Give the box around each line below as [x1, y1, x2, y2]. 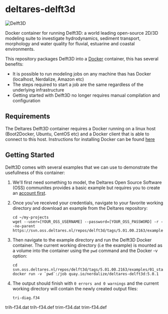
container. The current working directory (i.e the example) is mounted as [12, 242, 163, 248]
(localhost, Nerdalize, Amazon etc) [12, 76, 84, 82]
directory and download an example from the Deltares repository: [12, 205, 148, 211]
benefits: [5, 61, 24, 67]
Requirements [5, 112, 50, 121]
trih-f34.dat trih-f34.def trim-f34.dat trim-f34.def [5, 304, 107, 310]
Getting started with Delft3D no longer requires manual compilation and [12, 92, 160, 98]
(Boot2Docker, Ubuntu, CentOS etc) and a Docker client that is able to [5, 131, 149, 137]
